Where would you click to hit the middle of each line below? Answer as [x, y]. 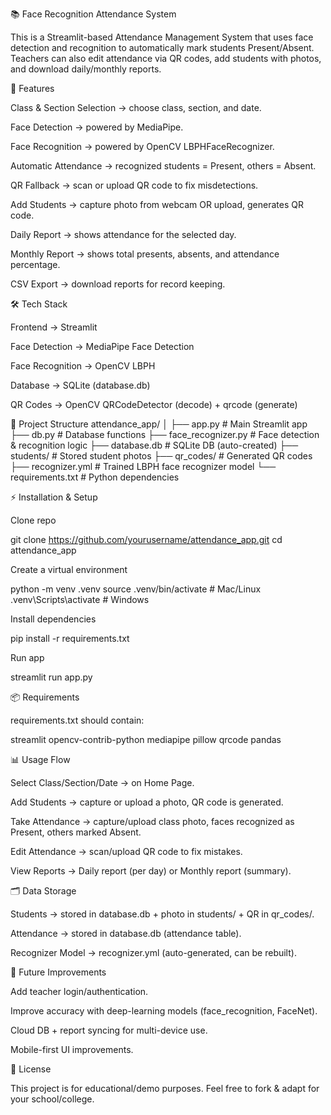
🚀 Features [32, 88]
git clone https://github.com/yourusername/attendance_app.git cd [146, 539]
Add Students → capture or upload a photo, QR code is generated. [147, 802]
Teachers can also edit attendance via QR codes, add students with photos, [166, 58]
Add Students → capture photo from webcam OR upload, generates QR [157, 204]
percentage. [35, 264]
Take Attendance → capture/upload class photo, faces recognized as [152, 821]
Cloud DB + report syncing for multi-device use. [109, 1030]
